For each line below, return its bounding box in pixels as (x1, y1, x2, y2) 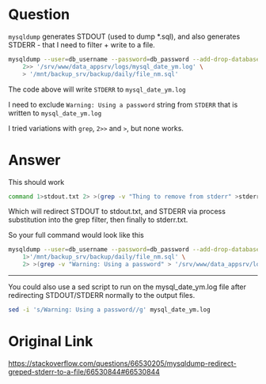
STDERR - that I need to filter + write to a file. (8, 40, 156, 49)
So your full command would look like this (8, 231, 144, 240)
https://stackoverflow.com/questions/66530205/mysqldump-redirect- (8, 358, 237, 368)
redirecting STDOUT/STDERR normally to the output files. (8, 291, 196, 299)
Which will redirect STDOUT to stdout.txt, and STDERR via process (8, 207, 226, 216)
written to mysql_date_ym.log (8, 108, 102, 118)
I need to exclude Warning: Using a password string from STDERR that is (8, 100, 238, 109)
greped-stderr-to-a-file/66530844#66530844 (8, 367, 161, 376)
